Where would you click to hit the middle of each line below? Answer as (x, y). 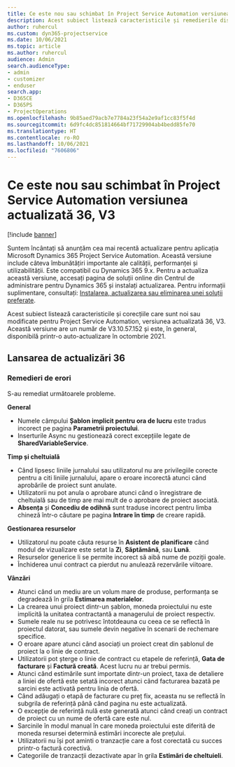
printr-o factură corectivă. (55, 748)
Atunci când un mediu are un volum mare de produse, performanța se (118, 591)
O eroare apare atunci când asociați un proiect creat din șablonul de (115, 644)
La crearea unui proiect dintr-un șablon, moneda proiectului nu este (114, 606)
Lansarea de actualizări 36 (66, 358)
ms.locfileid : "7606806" (43, 151)
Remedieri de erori (39, 378)
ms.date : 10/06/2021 (37, 40)
